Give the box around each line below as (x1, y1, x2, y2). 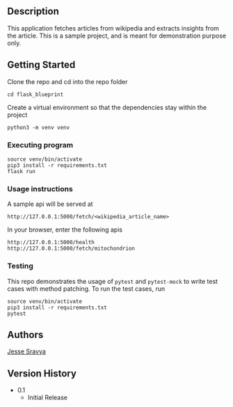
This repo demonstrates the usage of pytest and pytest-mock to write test (7, 277, 218, 285)
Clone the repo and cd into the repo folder (7, 77, 128, 86)
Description (7, 6, 59, 17)
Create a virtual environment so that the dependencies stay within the (7, 103, 207, 111)
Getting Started (7, 59, 76, 71)
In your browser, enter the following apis (7, 225, 123, 234)
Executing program (7, 140, 74, 150)
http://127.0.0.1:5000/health (7, 239, 95, 246)
